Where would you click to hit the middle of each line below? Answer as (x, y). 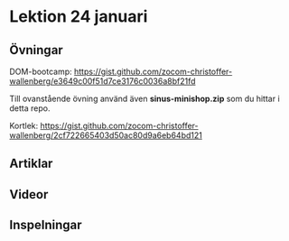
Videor (29, 195)
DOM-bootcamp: (41, 71)
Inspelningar (46, 225)
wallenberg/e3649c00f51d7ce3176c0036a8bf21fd (103, 81)
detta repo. (30, 108)
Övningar (36, 50)
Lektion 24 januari (79, 17)
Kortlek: (24, 125)
